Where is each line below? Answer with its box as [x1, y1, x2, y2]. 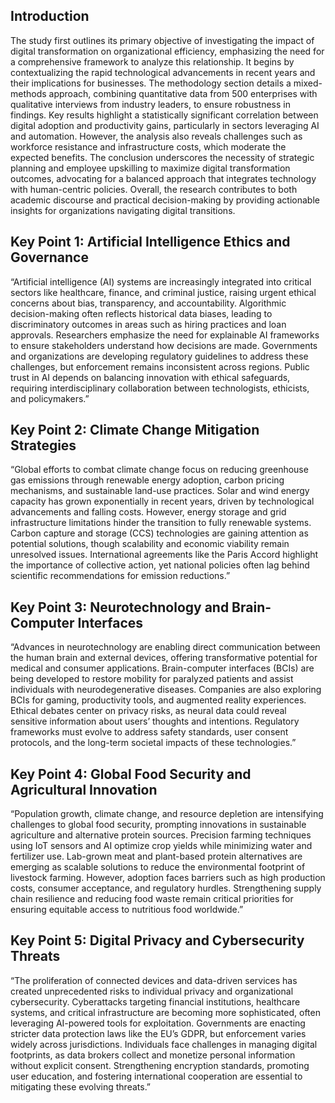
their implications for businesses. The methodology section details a [10, 77, 292, 89]
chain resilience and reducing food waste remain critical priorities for [10, 893, 294, 905]
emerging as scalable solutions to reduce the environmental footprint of [10, 861, 306, 873]
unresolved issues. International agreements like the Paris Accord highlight [10, 549, 319, 561]
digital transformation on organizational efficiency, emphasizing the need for [10, 45, 325, 57]
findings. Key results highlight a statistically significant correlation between [10, 109, 319, 121]
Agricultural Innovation [10, 781, 158, 798]
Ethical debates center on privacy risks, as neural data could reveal [10, 705, 287, 717]
